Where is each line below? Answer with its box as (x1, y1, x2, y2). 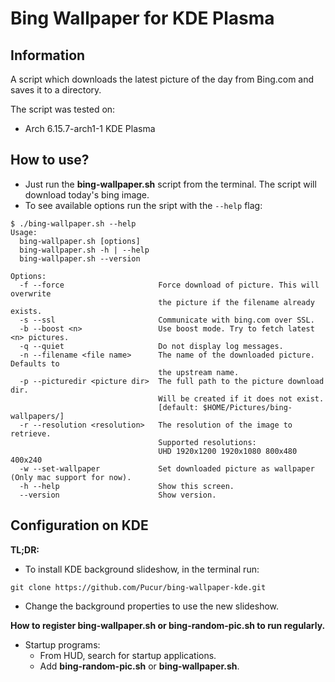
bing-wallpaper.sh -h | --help (19, 245, 150, 255)
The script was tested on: (10, 103, 116, 115)
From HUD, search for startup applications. (39, 649, 217, 661)
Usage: (10, 227, 38, 237)
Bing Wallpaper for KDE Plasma (10, 7, 275, 30)
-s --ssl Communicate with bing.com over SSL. (19, 315, 315, 325)
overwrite (10, 288, 52, 299)
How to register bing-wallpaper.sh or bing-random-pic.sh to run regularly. (10, 619, 326, 631)
